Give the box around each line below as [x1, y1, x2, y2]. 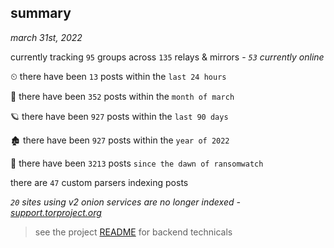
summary [10, 5, 72, 22]
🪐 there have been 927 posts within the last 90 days [10, 110, 229, 122]
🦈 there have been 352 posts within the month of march [10, 90, 235, 102]
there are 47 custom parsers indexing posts [10, 176, 189, 188]
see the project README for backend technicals [34, 226, 233, 238]
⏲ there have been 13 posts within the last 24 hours [10, 70, 227, 82]
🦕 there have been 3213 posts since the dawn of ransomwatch [10, 157, 264, 169]
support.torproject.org [10, 206, 102, 218]
